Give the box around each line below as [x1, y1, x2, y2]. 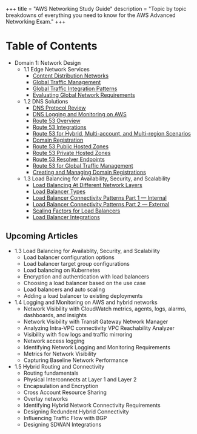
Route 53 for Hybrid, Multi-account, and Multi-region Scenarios [32, 130, 192, 137]
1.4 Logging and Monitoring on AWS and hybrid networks [14, 298, 158, 306]
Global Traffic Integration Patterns [32, 85, 118, 92]
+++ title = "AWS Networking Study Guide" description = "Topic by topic [5, 5, 187, 12]
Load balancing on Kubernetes [23, 266, 101, 274]
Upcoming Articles [5, 231, 78, 242]
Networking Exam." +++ [5, 18, 66, 25]
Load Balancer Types [32, 188, 86, 195]
